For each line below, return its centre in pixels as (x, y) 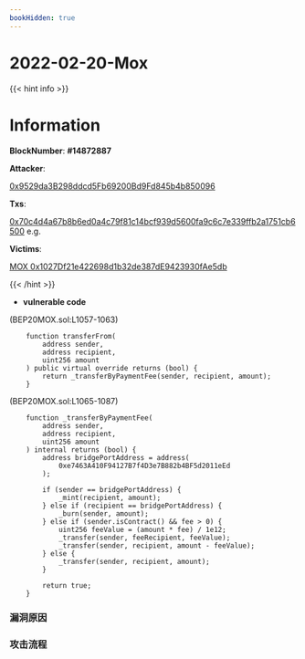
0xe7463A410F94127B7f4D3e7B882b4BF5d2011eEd (144, 465)
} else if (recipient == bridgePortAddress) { (132, 506)
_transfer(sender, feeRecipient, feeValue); (144, 538)
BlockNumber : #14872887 (61, 151)
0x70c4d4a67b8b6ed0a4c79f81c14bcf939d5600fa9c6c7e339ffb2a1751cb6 (152, 221)
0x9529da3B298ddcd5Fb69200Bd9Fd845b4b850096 (113, 186)
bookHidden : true (42, 18)
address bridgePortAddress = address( (116, 457)
